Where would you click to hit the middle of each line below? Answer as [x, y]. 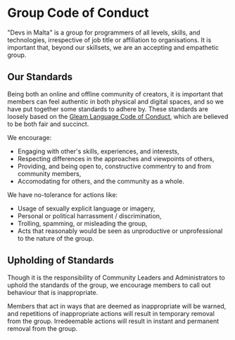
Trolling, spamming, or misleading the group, [82, 223]
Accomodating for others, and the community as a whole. [101, 181]
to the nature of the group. [56, 238]
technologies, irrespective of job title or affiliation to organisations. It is [109, 39]
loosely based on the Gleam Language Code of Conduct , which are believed [118, 116]
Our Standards [40, 77]
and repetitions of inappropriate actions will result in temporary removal [111, 313]
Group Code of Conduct [78, 13]
